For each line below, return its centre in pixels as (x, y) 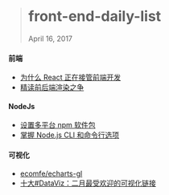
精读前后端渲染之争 (52, 87)
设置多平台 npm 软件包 (58, 125)
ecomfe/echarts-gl (51, 173)
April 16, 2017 (50, 39)
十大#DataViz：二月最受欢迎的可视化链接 (88, 183)
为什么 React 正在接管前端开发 (70, 77)
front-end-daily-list (95, 16)
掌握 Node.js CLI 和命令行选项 (70, 135)
